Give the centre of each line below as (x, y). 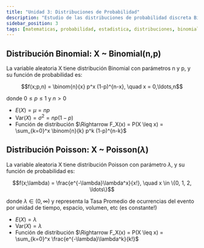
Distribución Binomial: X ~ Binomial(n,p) (84, 53)
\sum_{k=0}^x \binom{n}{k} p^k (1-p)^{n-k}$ (71, 130)
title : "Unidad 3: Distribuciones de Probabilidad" (73, 12)
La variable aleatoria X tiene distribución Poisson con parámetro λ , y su (96, 165)
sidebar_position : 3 (32, 23)
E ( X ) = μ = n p (32, 110)
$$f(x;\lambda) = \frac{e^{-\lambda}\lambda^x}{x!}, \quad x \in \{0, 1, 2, (102, 183)
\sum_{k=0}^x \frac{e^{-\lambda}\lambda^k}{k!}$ (77, 239)
